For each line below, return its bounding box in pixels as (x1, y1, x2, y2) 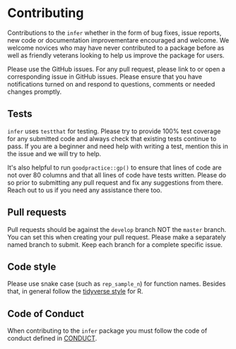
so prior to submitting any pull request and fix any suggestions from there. (7, 178, 224, 187)
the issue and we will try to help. (7, 149, 102, 157)
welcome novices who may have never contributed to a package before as (7, 43, 225, 52)
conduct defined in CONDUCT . (7, 334, 98, 343)
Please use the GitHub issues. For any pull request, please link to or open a (7, 65, 225, 73)
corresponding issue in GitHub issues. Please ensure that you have (7, 72, 203, 81)
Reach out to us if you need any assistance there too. (7, 186, 163, 194)
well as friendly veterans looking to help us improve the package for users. (7, 51, 225, 60)
